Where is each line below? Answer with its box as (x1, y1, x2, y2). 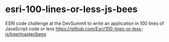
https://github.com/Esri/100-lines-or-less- (55, 25, 143, 31)
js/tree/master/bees (5, 31, 47, 37)
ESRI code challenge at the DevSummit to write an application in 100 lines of (5, 20, 164, 26)
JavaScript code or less (5, 25, 55, 31)
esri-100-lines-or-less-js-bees (5, 4, 138, 15)
